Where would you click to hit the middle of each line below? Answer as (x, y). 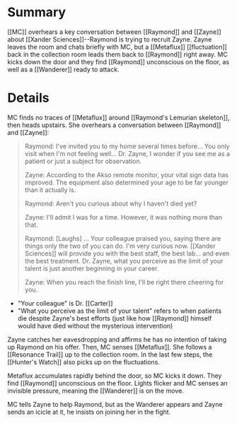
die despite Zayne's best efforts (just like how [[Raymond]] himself (115, 318)
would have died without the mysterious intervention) (95, 326)
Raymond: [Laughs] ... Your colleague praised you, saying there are (123, 238)
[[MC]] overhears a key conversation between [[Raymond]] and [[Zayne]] (114, 32)
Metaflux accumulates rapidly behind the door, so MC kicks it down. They (115, 376)
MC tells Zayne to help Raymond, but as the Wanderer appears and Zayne (115, 404)
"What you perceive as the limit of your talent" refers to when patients (119, 311)
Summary (36, 12)
